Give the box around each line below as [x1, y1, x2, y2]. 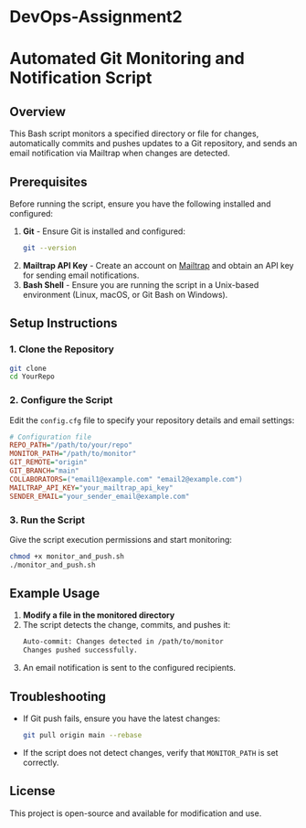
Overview [9, 103, 67, 120]
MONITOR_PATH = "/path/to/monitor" [9, 450, 137, 459]
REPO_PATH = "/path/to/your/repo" [9, 441, 132, 450]
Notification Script [9, 68, 153, 89]
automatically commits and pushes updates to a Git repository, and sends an [9, 138, 298, 149]
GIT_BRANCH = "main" [9, 466, 79, 476]
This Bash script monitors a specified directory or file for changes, [9, 128, 259, 139]
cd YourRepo [9, 372, 55, 381]
